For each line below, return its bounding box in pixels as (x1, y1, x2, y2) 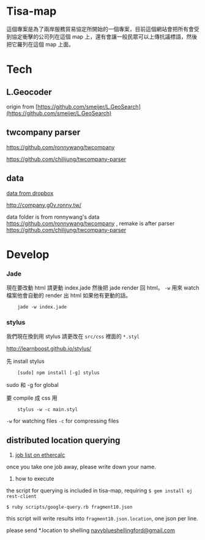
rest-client (6, 493, 37, 500)
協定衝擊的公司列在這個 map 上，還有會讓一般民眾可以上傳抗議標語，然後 (11, 32, 198, 40)
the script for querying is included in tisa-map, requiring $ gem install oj (6, 487, 193, 494)
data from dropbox (6, 189, 54, 197)
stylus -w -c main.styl (17, 407, 78, 413)
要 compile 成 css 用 (6, 394, 58, 402)
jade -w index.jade (17, 304, 67, 310)
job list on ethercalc (15, 451, 65, 459)
